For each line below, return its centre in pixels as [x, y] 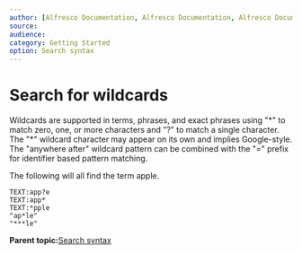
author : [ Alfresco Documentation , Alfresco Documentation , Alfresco [140, 18]
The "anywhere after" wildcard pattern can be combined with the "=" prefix [149, 149]
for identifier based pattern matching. [79, 159]
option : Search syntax [52, 51]
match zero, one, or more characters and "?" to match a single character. [145, 130]
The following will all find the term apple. [84, 176]
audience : [28, 34]
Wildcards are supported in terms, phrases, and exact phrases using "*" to [147, 120]
